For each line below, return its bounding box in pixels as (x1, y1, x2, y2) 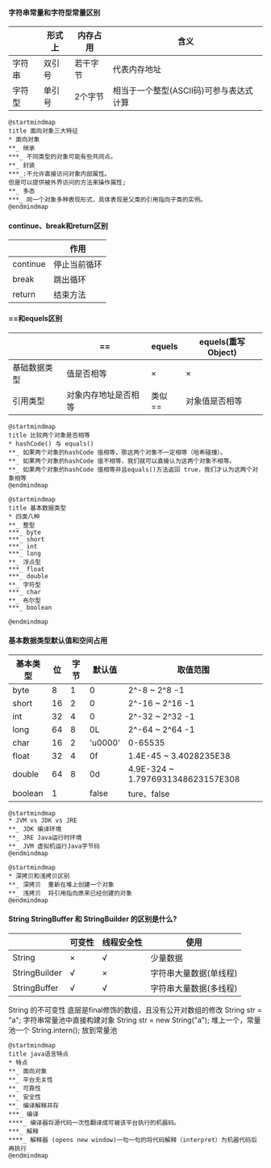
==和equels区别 (8, 314, 63, 323)
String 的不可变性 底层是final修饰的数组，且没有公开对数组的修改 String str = (8, 1005, 262, 1015)
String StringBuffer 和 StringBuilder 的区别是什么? (8, 914, 177, 924)
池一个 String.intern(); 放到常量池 (8, 1026, 118, 1035)
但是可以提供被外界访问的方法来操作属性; (8, 179, 127, 187)
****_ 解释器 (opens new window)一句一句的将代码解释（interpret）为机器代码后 (8, 1136, 258, 1145)
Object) (207, 346, 237, 358)
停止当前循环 (53, 259, 102, 270)
